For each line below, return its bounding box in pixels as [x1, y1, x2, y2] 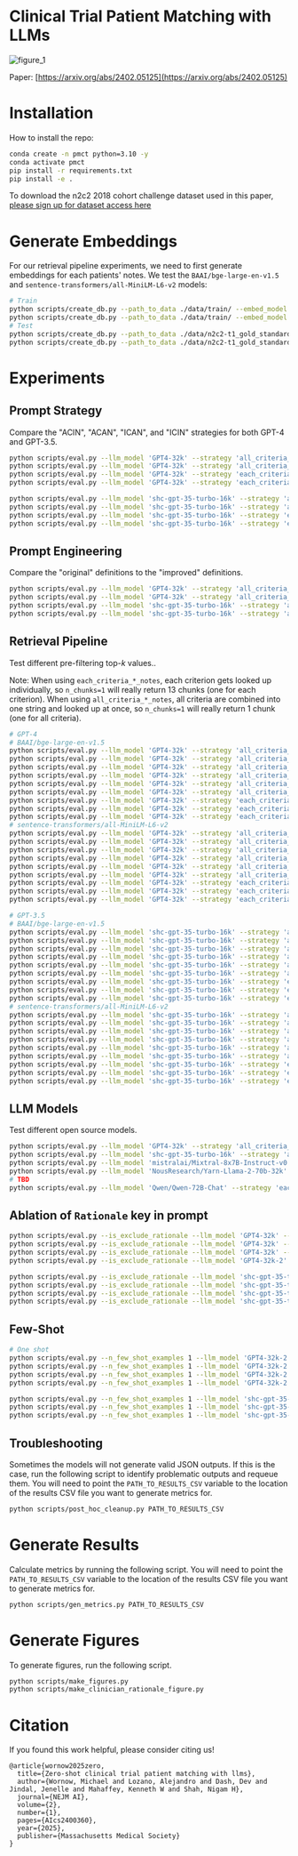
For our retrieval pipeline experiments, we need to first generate [9, 261, 242, 271]
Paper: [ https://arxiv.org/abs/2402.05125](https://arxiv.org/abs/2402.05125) [9, 71, 288, 82]
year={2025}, [17, 1824, 66, 1833]
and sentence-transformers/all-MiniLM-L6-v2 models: [9, 279, 208, 290]
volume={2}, [17, 1801, 62, 1810]
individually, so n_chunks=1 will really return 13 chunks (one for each [9, 684, 256, 695]
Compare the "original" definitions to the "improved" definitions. [9, 567, 244, 578]
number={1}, [17, 1808, 62, 1818]
